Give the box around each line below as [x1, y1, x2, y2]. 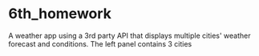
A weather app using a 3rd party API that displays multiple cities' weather [8, 31, 251, 40]
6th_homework [8, 5, 112, 23]
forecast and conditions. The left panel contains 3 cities [8, 39, 192, 48]
